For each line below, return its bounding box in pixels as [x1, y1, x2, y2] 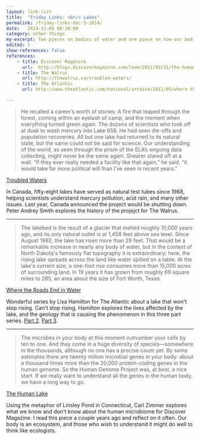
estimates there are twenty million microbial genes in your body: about [20, 353, 193, 360]
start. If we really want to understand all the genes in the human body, [20, 372, 193, 379]
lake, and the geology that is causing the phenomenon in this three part [6, 311, 182, 318]
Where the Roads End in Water [6, 286, 82, 293]
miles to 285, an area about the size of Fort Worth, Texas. [20, 275, 162, 282]
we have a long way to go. [20, 378, 85, 385]
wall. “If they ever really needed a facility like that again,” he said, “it [20, 159, 187, 166]
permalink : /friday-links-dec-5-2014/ [6, 20, 102, 26]
